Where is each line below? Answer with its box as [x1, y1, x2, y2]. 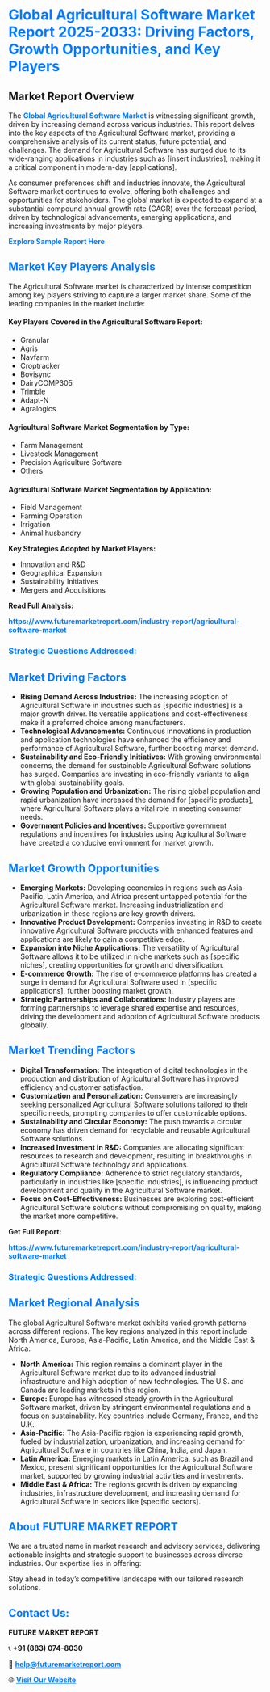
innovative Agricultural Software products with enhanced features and [19, 926, 254, 935]
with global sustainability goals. [19, 778, 125, 787]
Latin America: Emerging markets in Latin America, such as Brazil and [19, 1454, 254, 1463]
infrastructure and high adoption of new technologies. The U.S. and [19, 1376, 244, 1386]
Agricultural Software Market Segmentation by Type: [8, 422, 190, 432]
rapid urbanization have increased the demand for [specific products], [19, 795, 254, 805]
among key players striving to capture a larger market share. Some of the [8, 289, 251, 300]
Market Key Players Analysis [8, 260, 156, 274]
